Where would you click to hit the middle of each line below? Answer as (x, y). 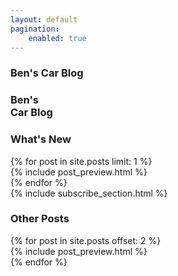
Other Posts (40, 219)
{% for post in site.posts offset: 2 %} (86, 240)
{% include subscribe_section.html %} (89, 193)
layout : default (44, 19)
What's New (41, 139)
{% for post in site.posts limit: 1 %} (81, 161)
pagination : (35, 29)
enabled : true (57, 38)
